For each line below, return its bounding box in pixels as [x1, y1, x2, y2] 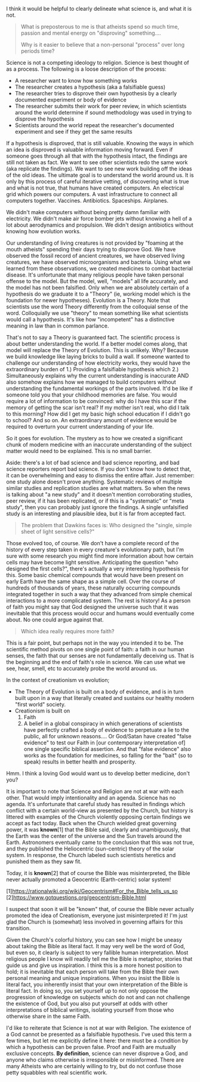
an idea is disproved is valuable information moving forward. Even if [6, 146, 173, 153]
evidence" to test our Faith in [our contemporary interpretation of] [23, 739, 186, 746]
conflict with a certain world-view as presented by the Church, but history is [6, 807, 193, 814]
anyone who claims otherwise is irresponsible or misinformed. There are [6, 1056, 184, 1063]
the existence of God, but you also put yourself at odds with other [6, 1000, 168, 1007]
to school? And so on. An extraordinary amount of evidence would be [6, 417, 177, 423]
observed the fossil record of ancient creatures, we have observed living [6, 252, 185, 259]
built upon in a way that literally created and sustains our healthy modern [14, 695, 195, 701]
